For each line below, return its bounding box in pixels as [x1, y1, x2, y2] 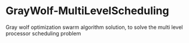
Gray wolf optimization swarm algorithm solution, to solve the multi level [5, 24, 183, 31]
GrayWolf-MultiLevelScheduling [5, 4, 169, 18]
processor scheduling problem [5, 29, 81, 37]
